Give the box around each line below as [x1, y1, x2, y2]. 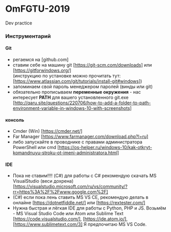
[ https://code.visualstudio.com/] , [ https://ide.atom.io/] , [12, 216, 128, 222]
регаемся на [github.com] [12, 56, 69, 63]
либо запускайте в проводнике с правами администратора [12, 139, 143, 145]
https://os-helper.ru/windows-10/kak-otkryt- [59, 144, 152, 151]
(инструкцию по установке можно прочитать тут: [12, 73, 121, 79]
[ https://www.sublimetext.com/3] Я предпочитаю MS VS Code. [12, 221, 147, 227]
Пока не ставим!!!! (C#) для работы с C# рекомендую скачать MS [12, 172, 157, 179]
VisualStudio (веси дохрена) [12, 178, 74, 184]
